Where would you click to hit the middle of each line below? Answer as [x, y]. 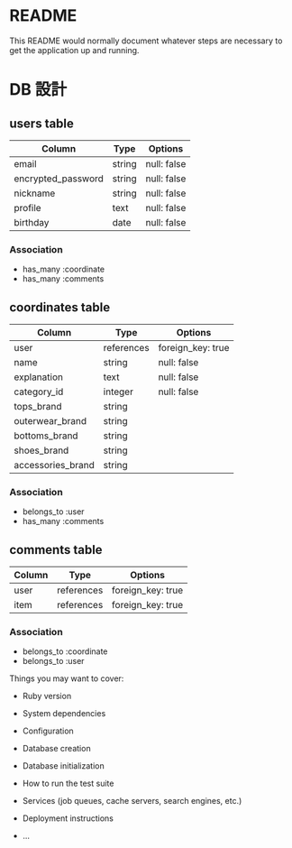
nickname [35, 193]
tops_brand [38, 407]
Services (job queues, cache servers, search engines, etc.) [132, 801]
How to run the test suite [68, 783]
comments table [56, 550]
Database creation [57, 749]
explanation [38, 377]
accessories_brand [54, 465]
